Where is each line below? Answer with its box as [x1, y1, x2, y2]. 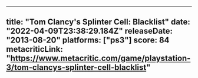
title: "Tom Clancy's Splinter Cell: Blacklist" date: [6, 17, 190, 27]
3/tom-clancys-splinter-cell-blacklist [6, 62, 147, 73]
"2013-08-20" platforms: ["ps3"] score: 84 [6, 36, 170, 45]
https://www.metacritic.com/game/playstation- [10, 54, 191, 63]
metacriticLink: [6, 44, 63, 54]
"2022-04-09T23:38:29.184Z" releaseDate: [6, 26, 173, 36]
